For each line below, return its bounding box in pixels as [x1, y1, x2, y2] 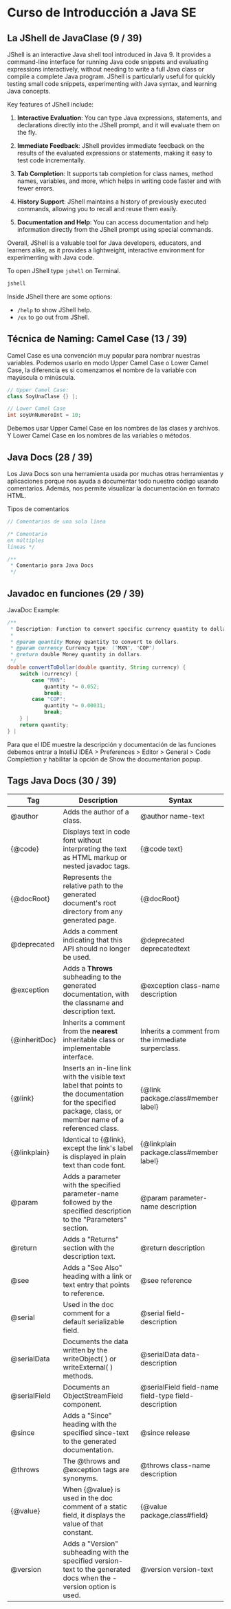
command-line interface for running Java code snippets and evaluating [7, 58, 208, 66]
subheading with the [63, 1547, 129, 1557]
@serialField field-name [140, 1382, 219, 1392]
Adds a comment [63, 927, 118, 936]
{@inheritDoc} [10, 1035, 56, 1044]
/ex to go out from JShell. [16, 313, 90, 321]
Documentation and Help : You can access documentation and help [16, 218, 209, 226]
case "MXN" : [32, 676, 67, 684]
